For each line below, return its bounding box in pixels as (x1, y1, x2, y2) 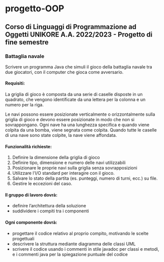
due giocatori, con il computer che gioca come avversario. (5, 69, 124, 75)
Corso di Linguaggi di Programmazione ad (5, 23, 137, 31)
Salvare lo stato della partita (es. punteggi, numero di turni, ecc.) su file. (12, 175, 158, 181)
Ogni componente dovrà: (5, 220, 58, 226)
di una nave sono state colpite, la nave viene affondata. (5, 132, 117, 138)
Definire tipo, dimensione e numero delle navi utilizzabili (12, 160, 126, 165)
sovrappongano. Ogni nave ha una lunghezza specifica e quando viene (5, 122, 150, 128)
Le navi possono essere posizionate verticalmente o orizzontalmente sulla (5, 111, 155, 117)
